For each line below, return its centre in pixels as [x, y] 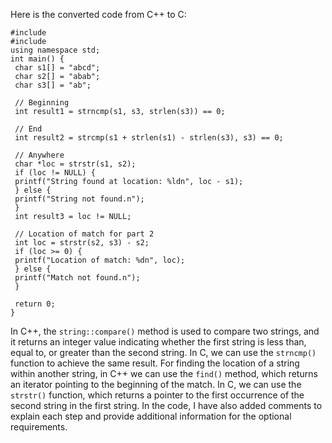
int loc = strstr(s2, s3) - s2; [82, 243]
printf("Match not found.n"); [77, 278]
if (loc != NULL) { [55, 173]
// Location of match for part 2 [84, 234]
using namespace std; [55, 50]
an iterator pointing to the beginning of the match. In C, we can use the [156, 384]
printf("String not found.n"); [79, 199]
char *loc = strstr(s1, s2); [75, 164]
